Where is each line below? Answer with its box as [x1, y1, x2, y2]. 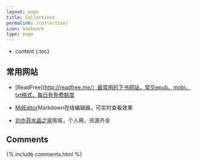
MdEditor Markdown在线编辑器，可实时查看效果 [14, 103, 133, 111]
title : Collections [6, 14, 55, 20]
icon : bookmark [6, 25, 45, 32]
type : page [6, 31, 34, 37]
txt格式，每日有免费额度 [14, 91, 75, 98]
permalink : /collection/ [6, 20, 69, 26]
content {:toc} [14, 48, 50, 55]
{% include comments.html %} [6, 150, 83, 158]
